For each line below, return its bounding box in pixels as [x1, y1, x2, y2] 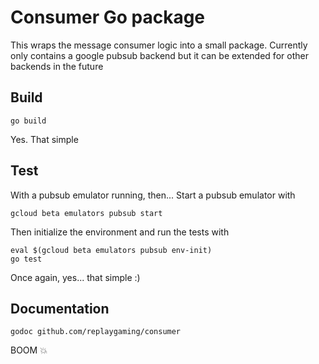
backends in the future [10, 60, 104, 72]
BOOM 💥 [10, 344, 48, 356]
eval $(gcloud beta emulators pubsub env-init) [10, 245, 213, 255]
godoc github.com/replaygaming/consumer [10, 327, 182, 337]
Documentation [10, 300, 110, 317]
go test [10, 254, 43, 264]
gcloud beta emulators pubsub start [10, 208, 163, 218]
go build [10, 116, 47, 126]
